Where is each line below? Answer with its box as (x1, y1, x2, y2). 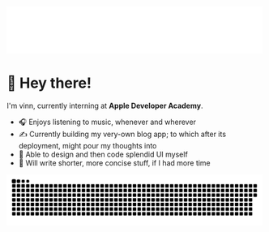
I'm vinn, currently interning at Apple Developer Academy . (6, 101, 203, 110)
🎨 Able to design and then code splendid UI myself (18, 149, 189, 159)
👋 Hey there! (6, 74, 92, 92)
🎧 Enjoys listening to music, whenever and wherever (18, 117, 197, 127)
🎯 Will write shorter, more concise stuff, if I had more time (18, 157, 211, 168)
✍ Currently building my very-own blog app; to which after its (18, 129, 227, 139)
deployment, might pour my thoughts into (18, 140, 157, 150)
